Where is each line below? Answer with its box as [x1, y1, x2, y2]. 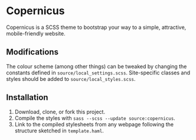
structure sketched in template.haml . [14, 127, 104, 134]
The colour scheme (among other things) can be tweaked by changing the [6, 63, 187, 70]
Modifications [6, 47, 59, 57]
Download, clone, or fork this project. [14, 108, 105, 115]
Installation [6, 93, 48, 103]
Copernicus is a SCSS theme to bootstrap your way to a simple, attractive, [6, 24, 187, 31]
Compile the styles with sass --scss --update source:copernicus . [14, 114, 175, 122]
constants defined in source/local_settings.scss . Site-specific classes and [6, 69, 191, 76]
